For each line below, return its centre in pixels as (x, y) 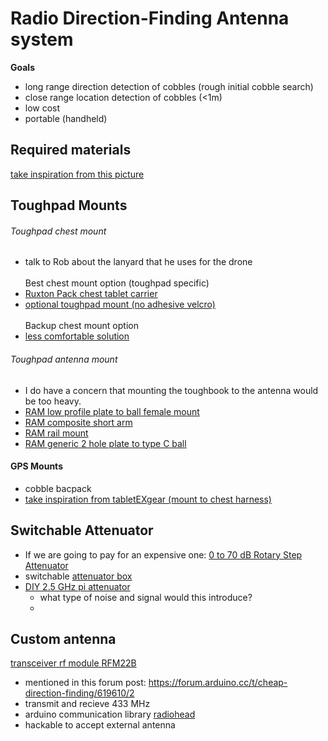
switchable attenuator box (78, 576)
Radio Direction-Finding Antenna (150, 18)
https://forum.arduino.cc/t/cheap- (218, 683)
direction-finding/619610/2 (79, 693)
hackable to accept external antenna (100, 725)
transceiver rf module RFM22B (73, 663)
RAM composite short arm (78, 422)
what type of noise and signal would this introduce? (146, 597)
